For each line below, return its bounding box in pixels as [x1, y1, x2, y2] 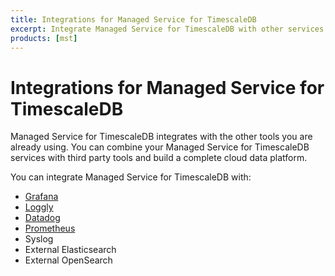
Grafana [24, 191, 59, 203]
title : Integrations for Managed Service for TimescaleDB [10, 14, 257, 25]
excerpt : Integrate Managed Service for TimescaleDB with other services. [10, 24, 329, 34]
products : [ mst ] [10, 33, 78, 43]
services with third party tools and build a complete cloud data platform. [10, 152, 308, 164]
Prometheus [24, 222, 76, 235]
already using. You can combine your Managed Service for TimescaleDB [10, 141, 310, 153]
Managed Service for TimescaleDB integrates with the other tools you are [10, 131, 313, 143]
